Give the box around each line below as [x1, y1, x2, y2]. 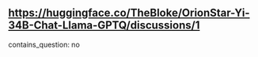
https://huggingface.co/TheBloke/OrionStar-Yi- [8, 6, 251, 20]
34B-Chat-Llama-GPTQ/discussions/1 [8, 19, 200, 32]
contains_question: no [8, 40, 81, 49]
